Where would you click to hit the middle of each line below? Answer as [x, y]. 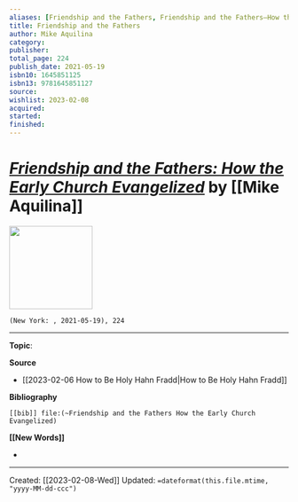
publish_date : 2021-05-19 [57, 67]
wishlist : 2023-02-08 [49, 100]
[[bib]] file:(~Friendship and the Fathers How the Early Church [132, 413]
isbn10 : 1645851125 [45, 75]
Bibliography [33, 396]
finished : [27, 125]
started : [25, 116]
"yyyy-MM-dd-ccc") [43, 489]
